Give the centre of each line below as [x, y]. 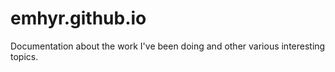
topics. [24, 56]
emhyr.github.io [78, 18]
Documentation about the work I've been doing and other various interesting [168, 46]
